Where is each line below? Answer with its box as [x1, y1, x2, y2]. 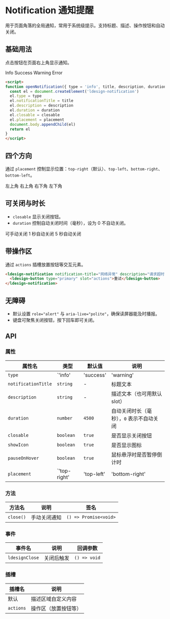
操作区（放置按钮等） [31, 605, 82, 612]
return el [10, 126, 30, 132]
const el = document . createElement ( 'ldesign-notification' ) [10, 89, 139, 94]
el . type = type [10, 93, 42, 99]
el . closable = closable [10, 112, 60, 117]
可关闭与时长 [5, 199, 46, 208]
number [57, 415, 73, 421]
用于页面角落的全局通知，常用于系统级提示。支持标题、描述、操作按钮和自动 [5, 22, 165, 28]
